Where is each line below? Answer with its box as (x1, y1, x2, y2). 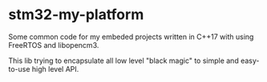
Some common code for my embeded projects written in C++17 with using (8, 32, 254, 41)
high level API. (31, 64, 79, 73)
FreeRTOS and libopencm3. (8, 40, 99, 49)
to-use (8, 64, 30, 73)
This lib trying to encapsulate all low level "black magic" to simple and (8, 56, 239, 65)
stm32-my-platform (8, 6, 144, 24)
